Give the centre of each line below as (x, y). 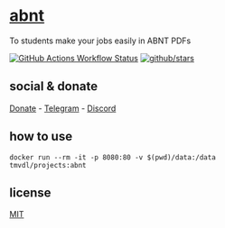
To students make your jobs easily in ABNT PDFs (100, 41)
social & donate (54, 87)
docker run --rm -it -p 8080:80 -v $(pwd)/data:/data (113, 157)
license (30, 192)
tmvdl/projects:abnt (48, 165)
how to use (41, 137)
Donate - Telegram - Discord (63, 108)
